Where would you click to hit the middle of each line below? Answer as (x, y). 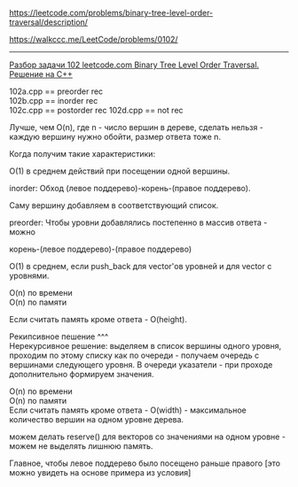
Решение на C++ (41, 74)
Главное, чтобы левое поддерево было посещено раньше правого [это (145, 463)
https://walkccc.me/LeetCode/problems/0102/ (94, 39)
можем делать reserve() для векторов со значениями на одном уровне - (148, 437)
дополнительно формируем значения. (82, 374)
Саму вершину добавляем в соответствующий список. (114, 205)
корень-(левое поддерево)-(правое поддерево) (101, 249)
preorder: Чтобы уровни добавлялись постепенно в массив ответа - (138, 222)
